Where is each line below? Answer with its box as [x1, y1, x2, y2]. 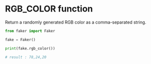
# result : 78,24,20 [5, 54, 47, 60]
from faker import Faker [5, 28, 55, 33]
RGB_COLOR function [5, 3, 93, 14]
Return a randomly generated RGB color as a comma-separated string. [5, 19, 147, 25]
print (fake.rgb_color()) [5, 46, 55, 51]
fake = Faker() [5, 37, 36, 42]
